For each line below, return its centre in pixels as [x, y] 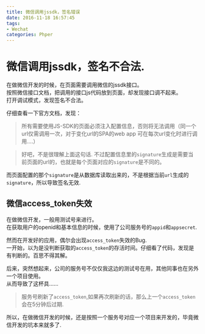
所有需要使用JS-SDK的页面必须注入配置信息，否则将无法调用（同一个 [109, 126]
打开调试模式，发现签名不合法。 [46, 100]
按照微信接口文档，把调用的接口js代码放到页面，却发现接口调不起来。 [94, 93]
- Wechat [17, 29]
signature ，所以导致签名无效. [44, 183]
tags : [13, 23]
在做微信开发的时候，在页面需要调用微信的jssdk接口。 [74, 85]
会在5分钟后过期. [42, 304]
